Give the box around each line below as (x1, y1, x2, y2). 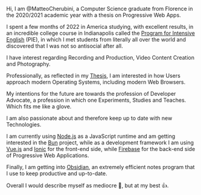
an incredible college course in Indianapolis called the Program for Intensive (6, 29, 195, 37)
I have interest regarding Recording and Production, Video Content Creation (6, 54, 195, 61)
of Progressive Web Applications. (6, 152, 89, 159)
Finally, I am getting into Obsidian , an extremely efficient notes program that (6, 164, 195, 170)
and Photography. (6, 60, 51, 67)
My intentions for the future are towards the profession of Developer (6, 90, 176, 97)
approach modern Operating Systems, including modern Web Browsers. (6, 78, 186, 85)
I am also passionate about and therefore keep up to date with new (6, 114, 173, 122)
